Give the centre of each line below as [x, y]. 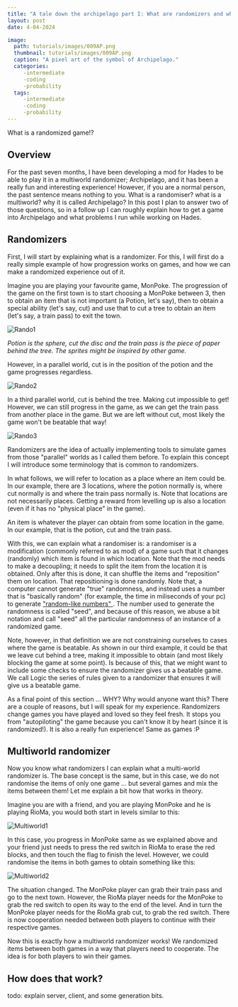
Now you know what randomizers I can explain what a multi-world [104, 768]
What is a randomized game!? [51, 133]
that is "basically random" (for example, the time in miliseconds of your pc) [117, 596]
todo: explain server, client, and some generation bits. [86, 996]
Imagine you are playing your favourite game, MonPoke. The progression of [118, 285]
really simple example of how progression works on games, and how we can [119, 264]
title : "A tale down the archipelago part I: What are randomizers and [115, 14]
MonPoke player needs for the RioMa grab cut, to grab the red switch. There [119, 913]
